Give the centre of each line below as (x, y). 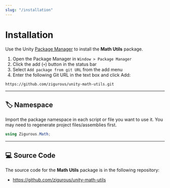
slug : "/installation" (29, 10)
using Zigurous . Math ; (28, 134)
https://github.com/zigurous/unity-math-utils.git (60, 84)
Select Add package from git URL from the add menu (68, 69)
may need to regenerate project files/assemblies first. (61, 125)
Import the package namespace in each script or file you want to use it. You (84, 120)
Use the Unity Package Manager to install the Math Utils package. (74, 49)
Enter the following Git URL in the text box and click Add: (72, 75)
